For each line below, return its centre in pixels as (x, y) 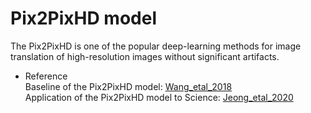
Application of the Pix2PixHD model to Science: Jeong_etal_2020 (159, 97)
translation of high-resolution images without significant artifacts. (145, 56)
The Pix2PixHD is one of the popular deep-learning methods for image (156, 46)
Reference (46, 76)
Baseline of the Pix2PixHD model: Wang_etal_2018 (128, 86)
